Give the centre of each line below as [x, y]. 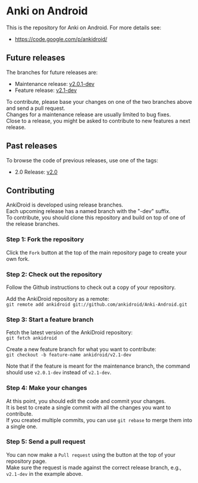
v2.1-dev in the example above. [45, 473]
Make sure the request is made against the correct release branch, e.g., [94, 467]
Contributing [30, 190]
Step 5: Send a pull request [46, 442]
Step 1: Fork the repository [45, 239]
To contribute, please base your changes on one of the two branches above [99, 101]
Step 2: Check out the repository [54, 274]
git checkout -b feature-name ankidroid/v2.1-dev [69, 355]
